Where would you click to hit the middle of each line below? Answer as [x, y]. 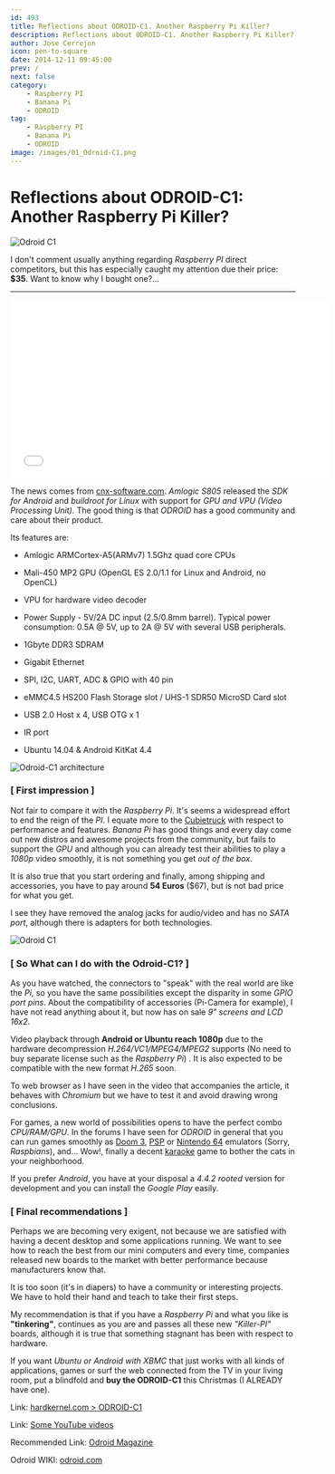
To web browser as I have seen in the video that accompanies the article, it [150, 1086]
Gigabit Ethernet [54, 661]
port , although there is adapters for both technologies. [111, 922]
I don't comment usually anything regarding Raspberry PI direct [129, 259]
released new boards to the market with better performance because [139, 1260]
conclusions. [34, 1105]
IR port [36, 732]
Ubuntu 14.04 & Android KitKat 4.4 [87, 749]
